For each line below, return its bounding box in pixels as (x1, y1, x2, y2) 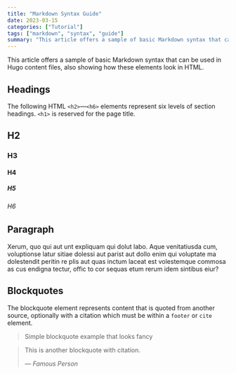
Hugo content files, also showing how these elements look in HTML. (7, 63, 204, 72)
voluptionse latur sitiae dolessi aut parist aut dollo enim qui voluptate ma (7, 250, 216, 258)
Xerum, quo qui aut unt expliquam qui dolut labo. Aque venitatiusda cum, (7, 242, 218, 251)
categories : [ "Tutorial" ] (7, 23, 83, 30)
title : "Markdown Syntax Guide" (7, 10, 102, 18)
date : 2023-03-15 (7, 17, 58, 24)
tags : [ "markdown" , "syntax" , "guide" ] (7, 29, 124, 37)
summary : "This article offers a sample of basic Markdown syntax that (7, 36, 221, 44)
